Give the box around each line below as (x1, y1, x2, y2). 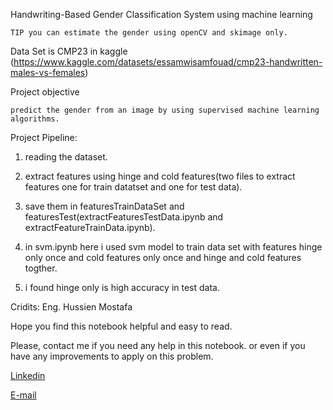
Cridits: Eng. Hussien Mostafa (10, 301, 133, 313)
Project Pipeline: (10, 132, 78, 143)
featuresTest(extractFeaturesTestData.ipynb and (24, 211, 224, 223)
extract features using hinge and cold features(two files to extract (24, 170, 296, 182)
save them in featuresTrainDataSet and (24, 200, 185, 212)
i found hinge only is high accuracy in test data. (24, 282, 220, 293)
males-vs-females (10, 67, 86, 78)
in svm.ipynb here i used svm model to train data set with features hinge (24, 241, 323, 253)
